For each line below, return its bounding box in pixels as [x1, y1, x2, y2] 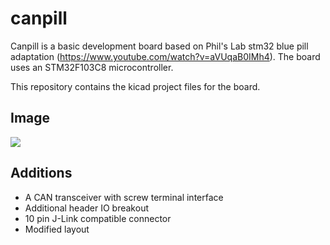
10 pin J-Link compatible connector [24, 212, 172, 224]
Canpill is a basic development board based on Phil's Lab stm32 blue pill [10, 40, 309, 52]
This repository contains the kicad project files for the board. [10, 80, 261, 92]
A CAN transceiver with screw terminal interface [24, 191, 224, 203]
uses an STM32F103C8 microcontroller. [10, 61, 174, 73]
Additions [10, 165, 73, 182]
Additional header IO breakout [24, 202, 149, 214]
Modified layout [24, 223, 90, 235]
